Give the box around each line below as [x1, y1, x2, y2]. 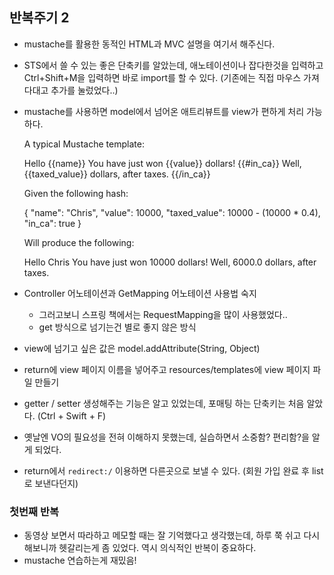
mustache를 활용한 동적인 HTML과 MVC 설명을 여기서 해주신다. [23, 38, 276, 50]
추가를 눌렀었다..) [50, 84, 119, 96]
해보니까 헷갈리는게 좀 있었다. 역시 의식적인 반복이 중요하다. [23, 542, 257, 554]
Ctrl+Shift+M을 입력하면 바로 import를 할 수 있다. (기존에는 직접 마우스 [23, 71, 302, 83]
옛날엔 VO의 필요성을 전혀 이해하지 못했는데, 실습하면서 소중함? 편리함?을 [23, 431, 310, 443]
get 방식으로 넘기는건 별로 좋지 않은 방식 [38, 321, 197, 333]
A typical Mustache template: [23, 138, 145, 150]
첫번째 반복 [9, 504, 60, 518]
